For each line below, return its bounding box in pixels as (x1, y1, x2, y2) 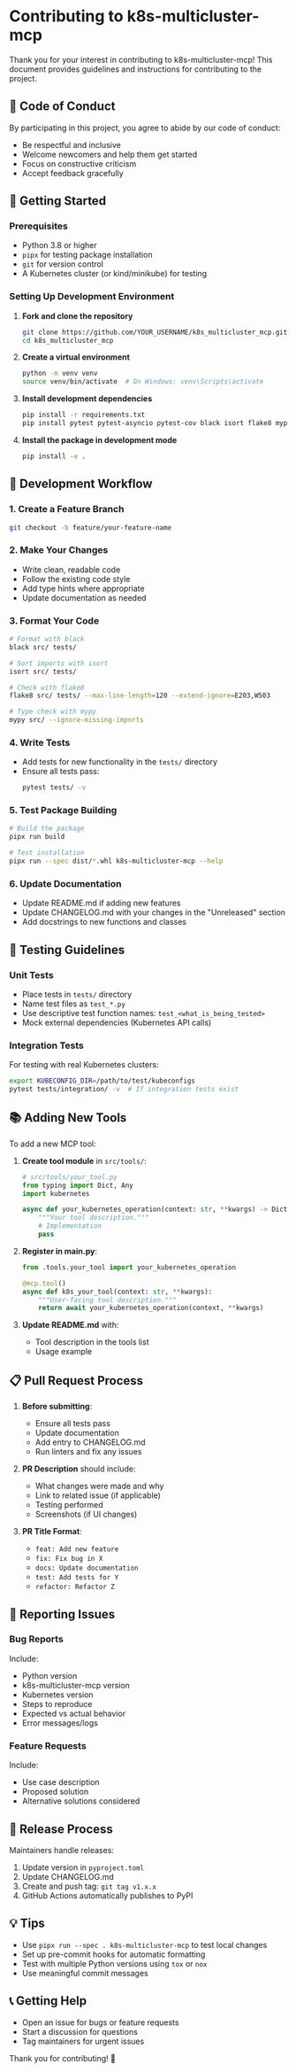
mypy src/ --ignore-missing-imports (9, 716, 144, 725)
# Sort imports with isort (9, 658, 109, 668)
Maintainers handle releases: (9, 1844, 115, 1855)
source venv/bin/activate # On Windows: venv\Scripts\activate (21, 377, 264, 386)
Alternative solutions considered (21, 1796, 140, 1806)
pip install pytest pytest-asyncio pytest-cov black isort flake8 (21, 419, 272, 428)
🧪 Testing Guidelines (9, 942, 125, 958)
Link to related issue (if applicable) (34, 1490, 162, 1501)
